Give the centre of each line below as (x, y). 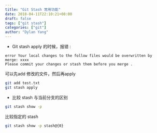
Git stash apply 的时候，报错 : (41, 46)
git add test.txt (22, 83)
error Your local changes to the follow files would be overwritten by (78, 56)
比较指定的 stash (22, 116)
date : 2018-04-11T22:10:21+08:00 (39, 14)
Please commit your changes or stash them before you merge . (69, 64)
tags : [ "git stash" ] (26, 23)
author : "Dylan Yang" (27, 32)
